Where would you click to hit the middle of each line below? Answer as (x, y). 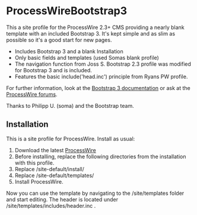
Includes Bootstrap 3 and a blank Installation (69, 51)
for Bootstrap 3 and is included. (53, 70)
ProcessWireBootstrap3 (67, 11)
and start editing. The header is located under (62, 199)
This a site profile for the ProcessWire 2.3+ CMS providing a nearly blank (96, 27)
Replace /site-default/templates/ (54, 175)
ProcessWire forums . (32, 94)
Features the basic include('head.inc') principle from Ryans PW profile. (101, 76)
